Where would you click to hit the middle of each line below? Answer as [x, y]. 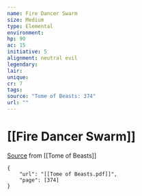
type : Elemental [30, 26]
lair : [15, 71]
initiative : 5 [27, 52]
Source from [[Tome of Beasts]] [52, 156]
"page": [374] [39, 180]
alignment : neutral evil [42, 58]
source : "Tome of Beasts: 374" [52, 97]
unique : [18, 77]
